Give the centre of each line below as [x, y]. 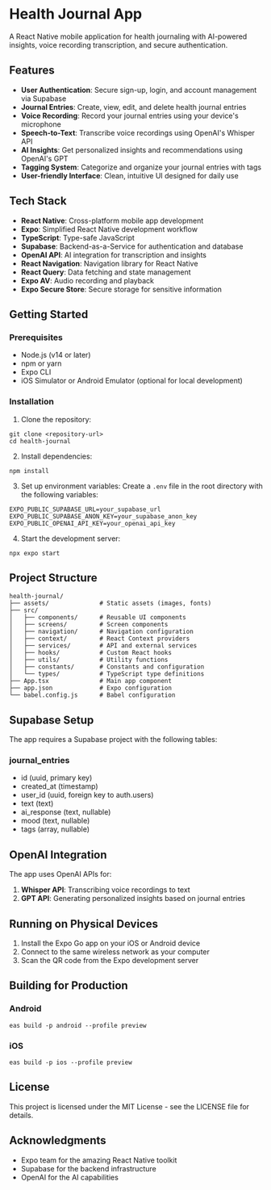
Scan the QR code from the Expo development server [110, 961]
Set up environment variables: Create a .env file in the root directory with [142, 486]
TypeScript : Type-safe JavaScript [78, 237]
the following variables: [60, 494]
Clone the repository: [56, 419]
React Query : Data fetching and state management [106, 272]
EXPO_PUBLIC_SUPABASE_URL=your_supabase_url [85, 509]
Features [32, 71]
